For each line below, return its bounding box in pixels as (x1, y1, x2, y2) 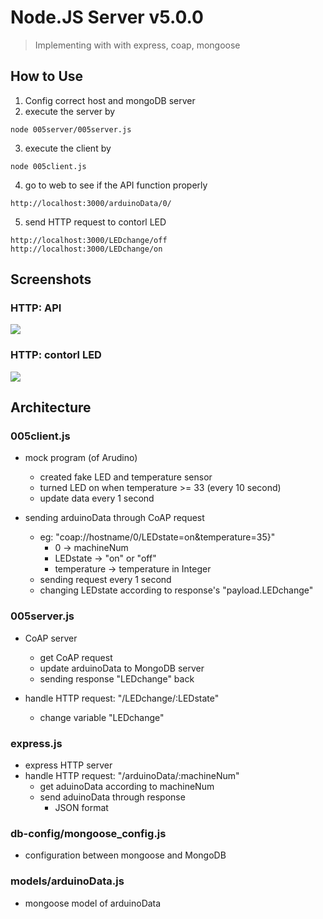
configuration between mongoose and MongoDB (24, 849, 227, 861)
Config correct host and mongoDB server (24, 94, 196, 106)
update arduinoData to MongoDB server (39, 662, 205, 674)
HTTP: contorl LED (10, 348, 102, 362)
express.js (10, 736, 63, 750)
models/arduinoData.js (10, 874, 125, 888)
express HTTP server (24, 759, 113, 771)
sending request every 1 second (39, 574, 172, 586)
